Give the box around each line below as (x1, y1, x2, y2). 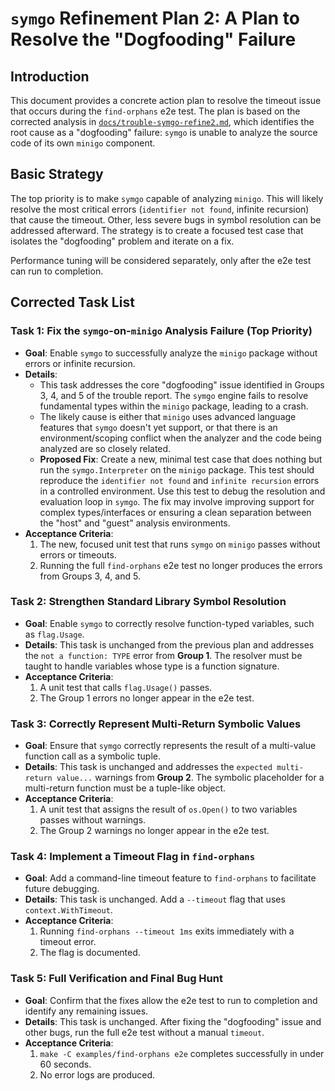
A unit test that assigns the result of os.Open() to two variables (39, 803, 298, 816)
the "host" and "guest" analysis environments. (39, 517, 231, 529)
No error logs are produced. (39, 1068, 156, 1081)
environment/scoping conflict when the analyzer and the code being (39, 432, 322, 444)
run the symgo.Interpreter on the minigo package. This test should (39, 463, 315, 476)
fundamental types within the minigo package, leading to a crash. (39, 400, 309, 412)
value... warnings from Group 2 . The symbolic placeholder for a (56, 772, 325, 784)
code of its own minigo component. (10, 137, 156, 149)
